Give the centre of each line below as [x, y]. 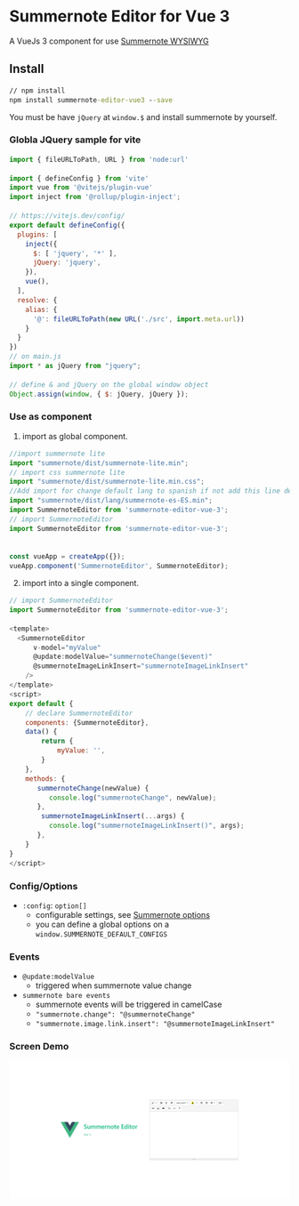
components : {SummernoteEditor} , [87, 722]
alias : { [41, 310]
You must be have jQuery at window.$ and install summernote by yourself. [143, 117]
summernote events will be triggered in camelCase [129, 1005]
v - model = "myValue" [67, 647]
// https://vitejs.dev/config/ [67, 216]
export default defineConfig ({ [67, 225]
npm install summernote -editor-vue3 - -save [91, 100]
